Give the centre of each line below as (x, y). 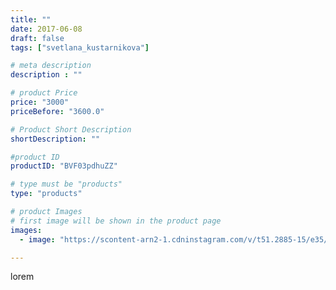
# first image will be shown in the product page (116, 221)
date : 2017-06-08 (46, 29)
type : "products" (46, 194)
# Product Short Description (71, 129)
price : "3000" (40, 102)
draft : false (37, 38)
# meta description (51, 66)
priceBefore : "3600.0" (57, 111)
